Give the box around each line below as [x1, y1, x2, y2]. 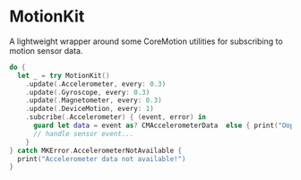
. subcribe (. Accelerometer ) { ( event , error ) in [25, 113, 206, 122]
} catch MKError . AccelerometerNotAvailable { [9, 146, 182, 155]
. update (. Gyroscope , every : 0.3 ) [25, 88, 150, 97]
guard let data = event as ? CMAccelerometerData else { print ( [32, 121, 279, 131]
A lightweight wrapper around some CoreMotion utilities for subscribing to [9, 36, 284, 47]
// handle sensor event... [32, 129, 134, 138]
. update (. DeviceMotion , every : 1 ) [25, 105, 154, 114]
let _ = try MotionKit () [17, 71, 110, 80]
